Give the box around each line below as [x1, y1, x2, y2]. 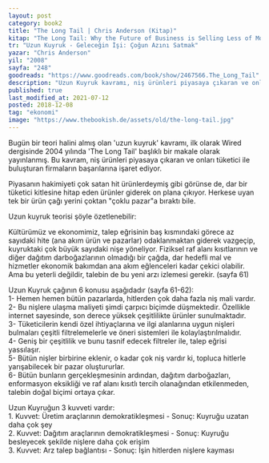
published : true [8, 86, 62, 95]
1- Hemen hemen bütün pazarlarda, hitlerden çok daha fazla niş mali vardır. [8, 293, 256, 303]
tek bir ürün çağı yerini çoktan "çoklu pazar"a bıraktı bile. [8, 195, 196, 205]
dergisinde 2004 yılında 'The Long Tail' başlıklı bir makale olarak [8, 146, 220, 156]
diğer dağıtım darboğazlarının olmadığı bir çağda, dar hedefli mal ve [8, 252, 232, 262]
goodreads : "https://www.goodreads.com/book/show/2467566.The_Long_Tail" [8, 71, 260, 79]
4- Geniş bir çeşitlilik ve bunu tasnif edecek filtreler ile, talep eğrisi [8, 336, 227, 345]
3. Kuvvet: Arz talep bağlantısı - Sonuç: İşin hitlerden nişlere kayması [8, 445, 235, 455]
